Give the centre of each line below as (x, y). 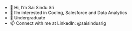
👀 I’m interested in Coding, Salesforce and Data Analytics (68, 13)
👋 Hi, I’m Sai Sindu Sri (32, 8)
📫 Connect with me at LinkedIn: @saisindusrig (58, 23)
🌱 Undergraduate (28, 18)
